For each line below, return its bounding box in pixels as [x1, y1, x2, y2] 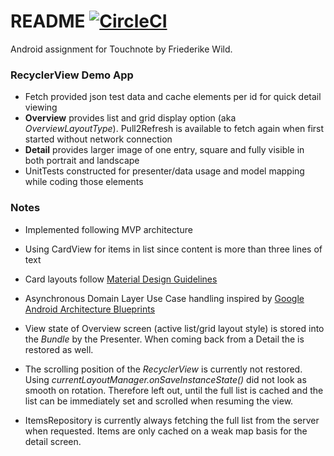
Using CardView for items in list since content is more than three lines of [24, 243, 323, 255]
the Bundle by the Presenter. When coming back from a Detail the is [24, 333, 305, 345]
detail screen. [24, 435, 82, 447]
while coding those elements [24, 176, 144, 188]
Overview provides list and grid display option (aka [24, 112, 237, 124]
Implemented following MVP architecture [24, 223, 193, 235]
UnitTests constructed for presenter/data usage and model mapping [24, 165, 305, 177]
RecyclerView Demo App [10, 68, 134, 82]
